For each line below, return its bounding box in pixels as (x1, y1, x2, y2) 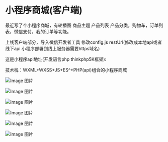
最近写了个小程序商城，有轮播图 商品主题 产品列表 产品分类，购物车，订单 (5, 22, 159, 28)
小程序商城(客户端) (5, 5, 83, 16)
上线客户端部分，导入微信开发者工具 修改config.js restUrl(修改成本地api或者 (5, 39, 162, 45)
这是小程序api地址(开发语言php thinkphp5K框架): (5, 56, 107, 62)
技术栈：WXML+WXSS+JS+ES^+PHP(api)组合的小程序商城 (5, 66, 127, 73)
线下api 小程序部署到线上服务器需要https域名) (5, 45, 100, 51)
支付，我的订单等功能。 (22, 28, 71, 34)
